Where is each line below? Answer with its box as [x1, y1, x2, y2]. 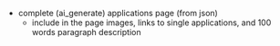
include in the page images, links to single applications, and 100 [31, 17, 272, 28]
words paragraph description [31, 27, 141, 37]
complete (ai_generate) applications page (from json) [17, 8, 219, 18]
